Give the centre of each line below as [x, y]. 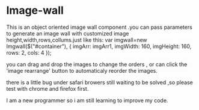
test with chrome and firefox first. [47, 88]
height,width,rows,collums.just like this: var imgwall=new [77, 40]
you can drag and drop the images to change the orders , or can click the [97, 64]
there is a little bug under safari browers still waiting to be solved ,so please [100, 82]
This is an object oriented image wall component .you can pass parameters [99, 27]
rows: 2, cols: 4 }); [29, 52]
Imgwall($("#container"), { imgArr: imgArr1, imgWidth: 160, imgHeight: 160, [99, 46]
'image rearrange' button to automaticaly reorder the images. [82, 70]
